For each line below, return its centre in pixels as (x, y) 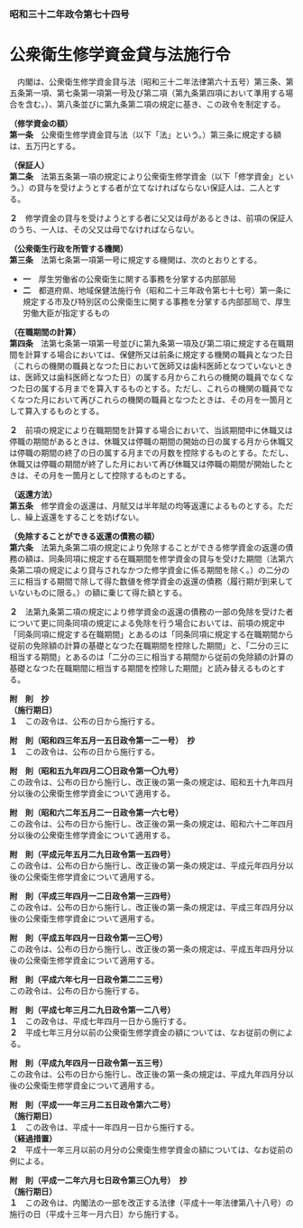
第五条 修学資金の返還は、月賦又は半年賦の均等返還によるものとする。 (143, 505)
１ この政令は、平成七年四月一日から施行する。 (100, 1020)
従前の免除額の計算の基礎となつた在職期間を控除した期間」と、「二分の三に (150, 645)
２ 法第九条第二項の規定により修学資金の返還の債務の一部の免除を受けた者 (151, 612)
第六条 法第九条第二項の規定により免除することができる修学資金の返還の (147, 547)
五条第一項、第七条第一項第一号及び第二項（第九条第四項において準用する (147, 93)
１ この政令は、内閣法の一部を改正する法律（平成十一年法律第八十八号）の (151, 1203)
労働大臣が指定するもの (66, 312)
